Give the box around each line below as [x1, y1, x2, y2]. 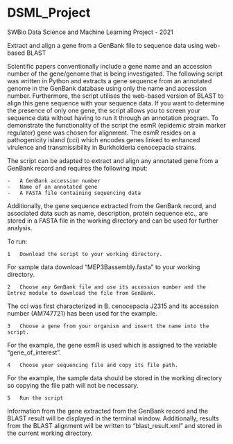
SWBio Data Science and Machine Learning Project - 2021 [7, 28, 173, 36]
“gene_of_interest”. [7, 348, 61, 357]
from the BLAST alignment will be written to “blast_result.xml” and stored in [7, 421, 223, 429]
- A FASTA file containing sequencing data [7, 189, 141, 196]
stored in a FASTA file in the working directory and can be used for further [7, 216, 218, 225]
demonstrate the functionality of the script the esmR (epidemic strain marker [7, 121, 226, 129]
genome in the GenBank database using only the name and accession [7, 84, 207, 92]
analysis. [7, 223, 33, 232]
